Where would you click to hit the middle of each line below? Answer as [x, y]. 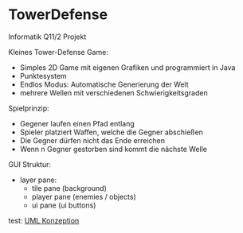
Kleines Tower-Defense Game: [59, 52]
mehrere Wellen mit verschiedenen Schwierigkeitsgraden [114, 92]
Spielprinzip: [29, 108]
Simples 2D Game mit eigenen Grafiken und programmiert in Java [127, 67]
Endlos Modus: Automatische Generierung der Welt [104, 84]
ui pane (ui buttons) [64, 205]
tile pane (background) [69, 188]
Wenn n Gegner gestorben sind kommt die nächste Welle [113, 149]
